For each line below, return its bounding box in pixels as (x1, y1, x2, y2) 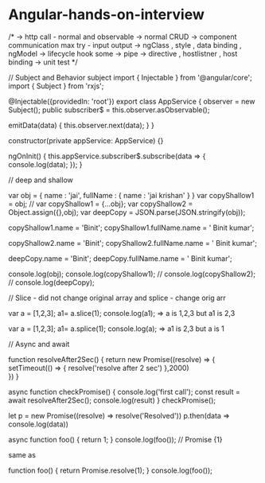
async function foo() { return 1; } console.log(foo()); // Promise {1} (8, 434, 223, 444)
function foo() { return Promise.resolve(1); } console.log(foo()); (8, 465, 213, 475)
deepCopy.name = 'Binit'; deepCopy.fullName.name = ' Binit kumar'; (8, 253, 232, 263)
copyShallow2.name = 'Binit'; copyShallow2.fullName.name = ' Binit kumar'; (8, 238, 257, 247)
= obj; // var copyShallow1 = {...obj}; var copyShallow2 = (8, 199, 193, 208)
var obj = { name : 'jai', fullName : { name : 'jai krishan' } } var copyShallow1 (8, 190, 255, 200)
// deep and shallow (8, 175, 73, 185)
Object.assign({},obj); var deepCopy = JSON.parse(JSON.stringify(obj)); (8, 207, 246, 216)
